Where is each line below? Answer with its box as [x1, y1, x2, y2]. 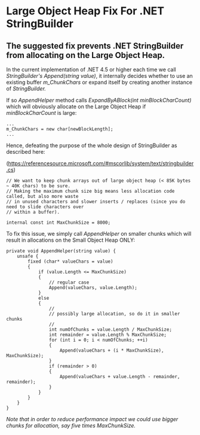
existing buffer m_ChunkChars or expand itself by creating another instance [6, 79, 193, 86]
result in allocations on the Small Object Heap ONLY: [6, 236, 136, 244]
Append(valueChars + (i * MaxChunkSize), [59, 348, 164, 354]
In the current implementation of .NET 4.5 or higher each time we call [6, 66, 176, 73]
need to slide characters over [6, 204, 84, 210]
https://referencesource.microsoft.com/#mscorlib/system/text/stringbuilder [8, 160, 194, 167]
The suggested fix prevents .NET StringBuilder [6, 41, 184, 51]
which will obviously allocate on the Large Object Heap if [6, 103, 146, 110]
